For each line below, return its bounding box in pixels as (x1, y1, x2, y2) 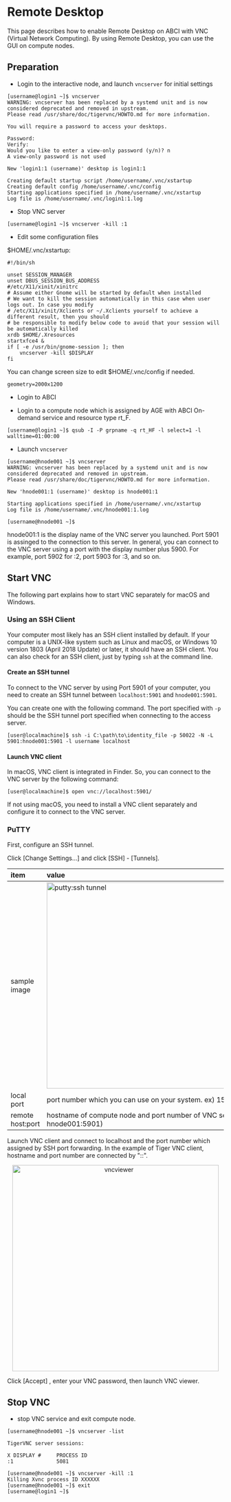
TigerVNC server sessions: (7, 1440, 85, 1447)
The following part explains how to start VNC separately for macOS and (7, 590, 210, 599)
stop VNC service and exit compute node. (16, 1415, 136, 1423)
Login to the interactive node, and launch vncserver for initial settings (16, 80, 213, 88)
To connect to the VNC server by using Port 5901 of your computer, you (7, 683, 211, 692)
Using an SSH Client (7, 615, 76, 624)
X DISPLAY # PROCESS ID (7, 1452, 88, 1459)
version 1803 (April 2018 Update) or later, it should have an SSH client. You (7, 645, 219, 653)
